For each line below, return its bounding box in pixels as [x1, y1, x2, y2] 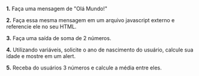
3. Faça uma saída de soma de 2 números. [6, 35, 111, 41]
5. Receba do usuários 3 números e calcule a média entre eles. [6, 64, 162, 71]
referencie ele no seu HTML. [6, 23, 77, 30]
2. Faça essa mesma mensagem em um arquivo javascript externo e [6, 17, 175, 23]
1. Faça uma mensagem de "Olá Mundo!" [6, 5, 108, 12]
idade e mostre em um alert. [6, 53, 76, 59]
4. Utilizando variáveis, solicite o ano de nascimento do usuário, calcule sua [6, 46, 194, 53]
